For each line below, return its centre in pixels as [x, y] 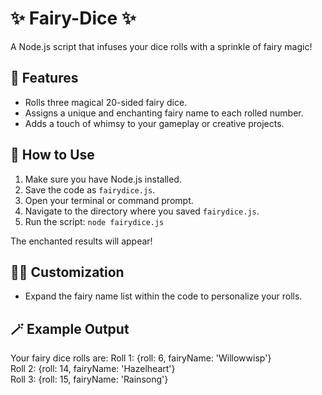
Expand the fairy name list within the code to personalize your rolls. [163, 296]
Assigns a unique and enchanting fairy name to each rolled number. [164, 113]
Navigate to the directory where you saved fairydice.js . [142, 211]
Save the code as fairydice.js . [90, 189]
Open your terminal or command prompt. [109, 200]
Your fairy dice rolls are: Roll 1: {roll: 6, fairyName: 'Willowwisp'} [141, 358]
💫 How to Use [52, 155]
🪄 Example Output [70, 328]
